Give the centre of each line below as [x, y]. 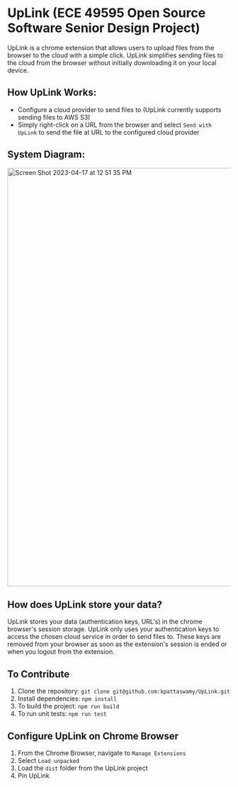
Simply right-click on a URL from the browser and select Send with [115, 125]
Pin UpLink [33, 776]
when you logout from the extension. [61, 652]
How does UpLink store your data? [85, 605]
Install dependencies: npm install [67, 698]
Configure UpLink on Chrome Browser [93, 736]
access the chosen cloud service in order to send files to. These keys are [114, 637]
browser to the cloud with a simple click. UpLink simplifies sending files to [115, 55]
